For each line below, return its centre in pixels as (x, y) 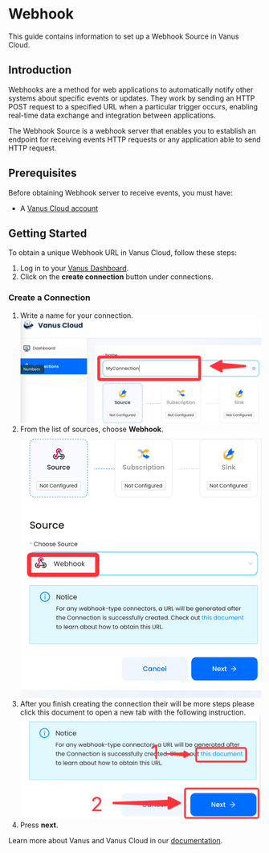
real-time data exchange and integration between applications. (112, 115)
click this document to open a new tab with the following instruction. (133, 712)
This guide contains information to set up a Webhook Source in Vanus (124, 36)
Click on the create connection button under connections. (116, 277)
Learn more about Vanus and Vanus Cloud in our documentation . (116, 840)
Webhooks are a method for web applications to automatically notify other (131, 89)
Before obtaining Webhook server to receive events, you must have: (120, 192)
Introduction (40, 70)
